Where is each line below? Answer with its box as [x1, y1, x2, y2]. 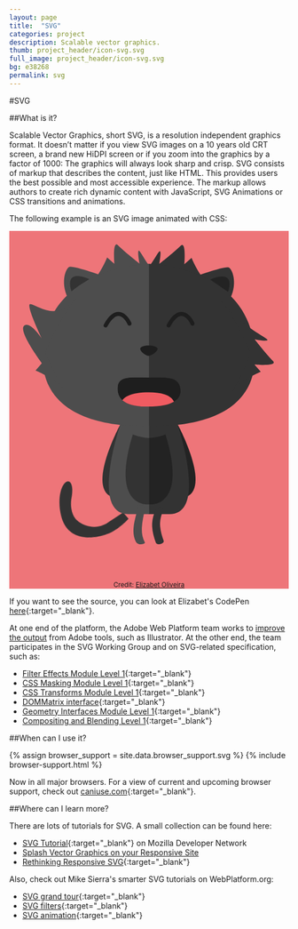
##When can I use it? [9, 733, 87, 743]
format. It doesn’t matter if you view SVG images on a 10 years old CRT [9, 139, 269, 149]
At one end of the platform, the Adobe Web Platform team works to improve [9, 622, 286, 633]
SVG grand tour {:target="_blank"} [21, 891, 146, 901]
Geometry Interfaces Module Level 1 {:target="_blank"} [21, 706, 222, 717]
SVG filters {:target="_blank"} [21, 900, 129, 911]
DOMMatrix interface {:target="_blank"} [21, 696, 166, 707]
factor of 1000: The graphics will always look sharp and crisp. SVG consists [9, 157, 286, 169]
